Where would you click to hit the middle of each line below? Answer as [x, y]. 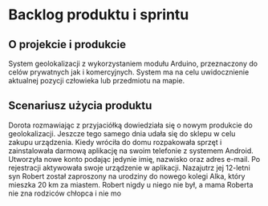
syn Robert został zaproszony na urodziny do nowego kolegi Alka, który [127, 176]
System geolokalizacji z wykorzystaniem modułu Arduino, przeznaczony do [133, 63]
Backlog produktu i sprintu [99, 15]
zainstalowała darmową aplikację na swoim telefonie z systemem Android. [131, 151]
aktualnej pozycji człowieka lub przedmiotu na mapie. [97, 81]
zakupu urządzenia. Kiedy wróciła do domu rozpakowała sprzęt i [115, 142]
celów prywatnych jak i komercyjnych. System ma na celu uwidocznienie [129, 72]
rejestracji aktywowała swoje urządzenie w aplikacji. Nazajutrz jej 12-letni [129, 168]
